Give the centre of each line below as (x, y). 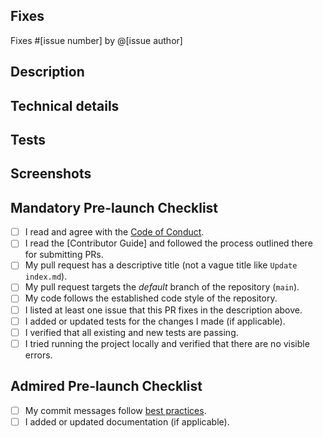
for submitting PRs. (64, 255)
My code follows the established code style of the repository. (151, 298)
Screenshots (51, 174)
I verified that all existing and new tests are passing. (131, 332)
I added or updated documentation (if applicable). (127, 421)
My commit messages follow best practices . (115, 410)
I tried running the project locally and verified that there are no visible (167, 343)
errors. (38, 355)
